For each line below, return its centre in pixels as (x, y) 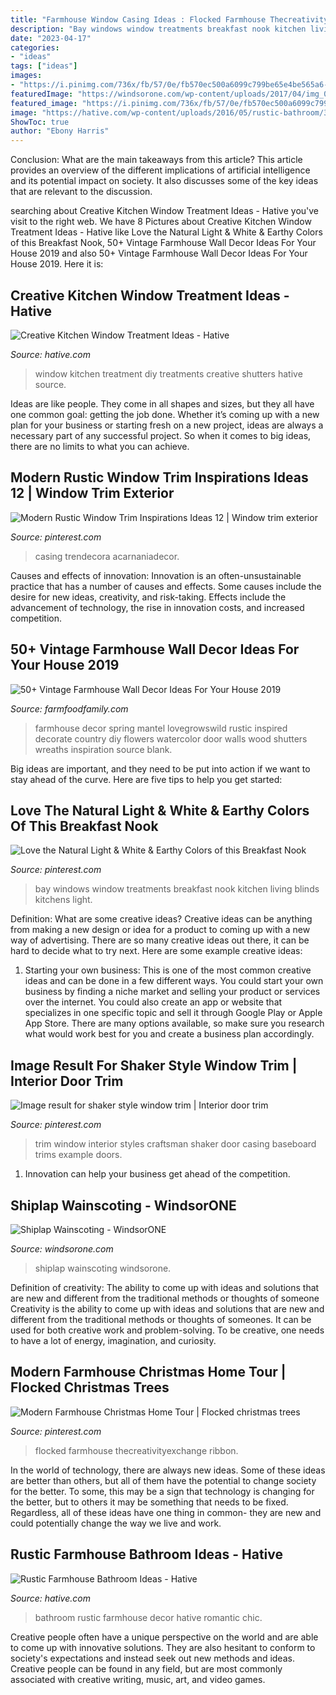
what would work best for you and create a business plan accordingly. (169, 1034)
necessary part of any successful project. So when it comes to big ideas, (161, 435)
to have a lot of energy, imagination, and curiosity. (113, 1340)
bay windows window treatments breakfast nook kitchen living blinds (177, 889)
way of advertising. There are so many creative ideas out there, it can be (160, 940)
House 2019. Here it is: (57, 264)
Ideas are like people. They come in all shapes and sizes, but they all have (162, 403)
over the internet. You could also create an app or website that (153, 1002)
